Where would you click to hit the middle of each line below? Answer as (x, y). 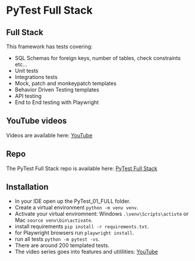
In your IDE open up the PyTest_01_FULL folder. (73, 201)
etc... (21, 64)
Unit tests (26, 71)
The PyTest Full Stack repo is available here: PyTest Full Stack (82, 168)
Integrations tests (36, 77)
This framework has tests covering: (50, 46)
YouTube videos (37, 121)
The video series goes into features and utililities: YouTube (86, 252)
